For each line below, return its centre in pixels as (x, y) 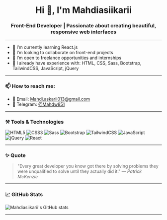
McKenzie (28, 177)
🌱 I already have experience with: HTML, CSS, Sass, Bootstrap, (77, 63)
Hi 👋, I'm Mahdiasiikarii (83, 10)
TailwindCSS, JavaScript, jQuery (45, 69)
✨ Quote (15, 155)
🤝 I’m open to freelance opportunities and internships (67, 58)
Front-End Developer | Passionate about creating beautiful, (83, 26)
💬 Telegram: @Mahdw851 (39, 104)
